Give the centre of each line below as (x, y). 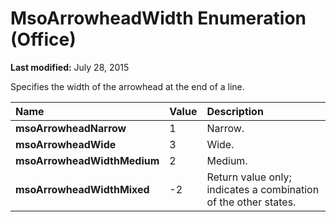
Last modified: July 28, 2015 (70, 67)
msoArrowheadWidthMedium (87, 160)
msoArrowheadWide (66, 144)
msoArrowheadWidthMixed (82, 189)
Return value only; (249, 177)
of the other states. (251, 202)
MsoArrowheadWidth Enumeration (158, 18)
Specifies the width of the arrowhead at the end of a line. (127, 86)
